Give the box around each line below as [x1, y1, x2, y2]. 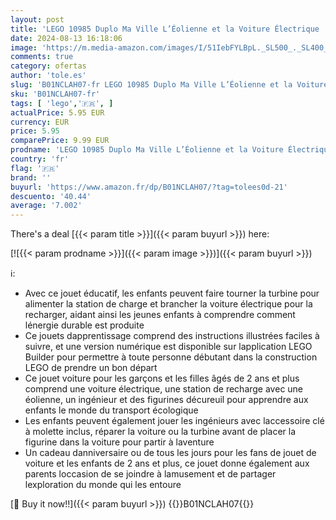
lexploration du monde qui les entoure [24, 479, 182, 491]
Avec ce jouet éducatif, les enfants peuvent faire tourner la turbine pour [24, 287, 320, 300]
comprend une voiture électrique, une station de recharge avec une [24, 383, 304, 395]
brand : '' [10, 172, 52, 183]
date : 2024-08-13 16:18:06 [10, 33, 123, 43]
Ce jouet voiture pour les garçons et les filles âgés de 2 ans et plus [24, 372, 300, 385]
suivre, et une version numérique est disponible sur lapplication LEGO [24, 341, 313, 353]
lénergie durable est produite [24, 319, 145, 331]
